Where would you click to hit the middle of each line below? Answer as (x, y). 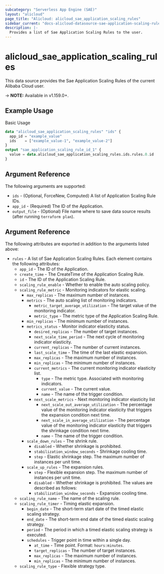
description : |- (21, 28)
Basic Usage (18, 123)
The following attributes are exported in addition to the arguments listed (77, 244)
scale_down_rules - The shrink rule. (62, 441)
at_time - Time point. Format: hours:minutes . (79, 545)
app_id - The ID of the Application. (54, 269)
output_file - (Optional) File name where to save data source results (81, 211)
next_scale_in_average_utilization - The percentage (96, 420)
